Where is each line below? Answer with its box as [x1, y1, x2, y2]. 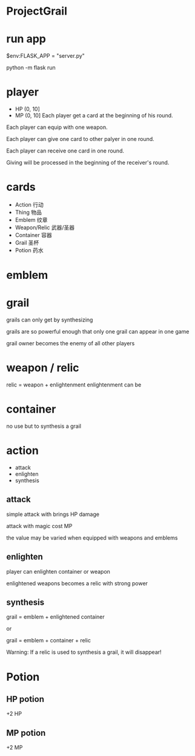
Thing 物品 [15, 208, 42, 216]
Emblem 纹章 [15, 216, 48, 223]
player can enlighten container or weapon [6, 568, 111, 575]
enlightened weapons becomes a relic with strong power [6, 579, 148, 587]
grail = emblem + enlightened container [6, 613, 105, 620]
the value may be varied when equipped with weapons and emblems [6, 534, 178, 541]
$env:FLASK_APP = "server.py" [6, 52, 85, 60]
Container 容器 [15, 232, 53, 238]
